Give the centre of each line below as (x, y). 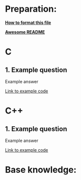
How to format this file (28, 22)
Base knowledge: (41, 170)
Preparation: (31, 9)
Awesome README (25, 32)
